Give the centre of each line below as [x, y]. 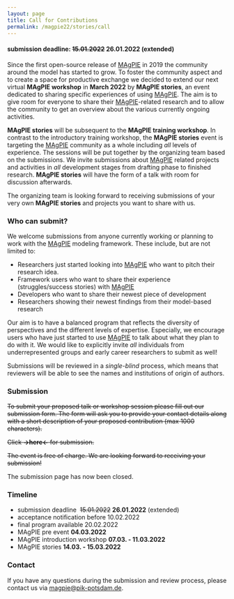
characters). [25, 429]
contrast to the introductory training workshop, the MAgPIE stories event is [115, 138]
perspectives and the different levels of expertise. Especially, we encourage [116, 330]
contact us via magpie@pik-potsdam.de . [65, 588]
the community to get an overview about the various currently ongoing [109, 109]
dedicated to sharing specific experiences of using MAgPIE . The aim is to [112, 94]
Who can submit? [38, 221]
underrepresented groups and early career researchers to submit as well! [112, 352]
